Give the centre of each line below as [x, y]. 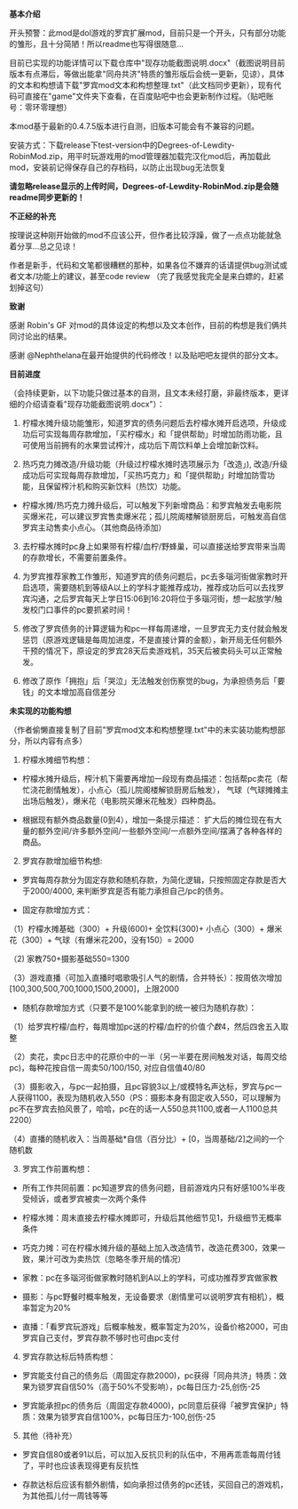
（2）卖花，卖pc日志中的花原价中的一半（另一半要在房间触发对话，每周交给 [149, 1056]
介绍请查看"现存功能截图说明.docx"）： [95, 404]
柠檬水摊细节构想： [57, 760]
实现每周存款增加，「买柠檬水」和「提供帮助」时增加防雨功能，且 [164, 434]
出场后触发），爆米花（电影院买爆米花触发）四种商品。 [121, 801]
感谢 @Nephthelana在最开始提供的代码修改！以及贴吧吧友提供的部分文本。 [146, 355]
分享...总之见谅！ [47, 246]
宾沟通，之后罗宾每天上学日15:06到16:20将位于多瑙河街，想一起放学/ [148, 598]
